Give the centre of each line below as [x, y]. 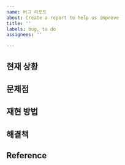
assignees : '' [25, 35]
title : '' [19, 23]
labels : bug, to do [31, 29]
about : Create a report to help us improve [63, 18]
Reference [27, 156]
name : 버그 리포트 [27, 12]
